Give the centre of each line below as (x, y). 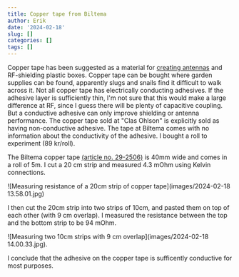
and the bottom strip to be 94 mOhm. (62, 223)
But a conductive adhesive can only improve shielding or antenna (103, 113)
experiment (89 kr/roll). (41, 143)
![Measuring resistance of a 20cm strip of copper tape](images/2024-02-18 (119, 186)
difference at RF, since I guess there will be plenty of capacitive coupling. (115, 105)
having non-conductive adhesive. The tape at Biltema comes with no (108, 128)
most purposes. (30, 266)
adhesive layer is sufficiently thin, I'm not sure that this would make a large (117, 98)
